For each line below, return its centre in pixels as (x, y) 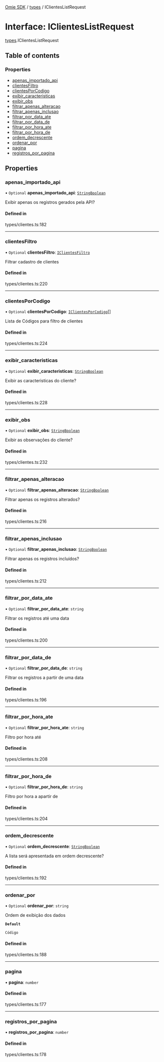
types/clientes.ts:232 (26, 462)
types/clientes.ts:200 (26, 640)
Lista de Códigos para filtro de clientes (44, 321)
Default (13, 924)
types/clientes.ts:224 (26, 343)
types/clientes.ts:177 (26, 1004)
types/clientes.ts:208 (26, 759)
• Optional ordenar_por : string (37, 906)
